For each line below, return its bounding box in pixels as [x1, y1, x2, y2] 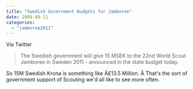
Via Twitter [6, 41, 32, 48]
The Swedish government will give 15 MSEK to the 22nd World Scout [20, 52, 186, 59]
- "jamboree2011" [11, 25, 54, 31]
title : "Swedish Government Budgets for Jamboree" [6, 8, 132, 15]
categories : [6, 19, 35, 25]
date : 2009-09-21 [6, 14, 49, 20]
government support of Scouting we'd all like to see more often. [6, 76, 160, 83]
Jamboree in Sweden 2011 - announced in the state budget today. [20, 59, 180, 66]
